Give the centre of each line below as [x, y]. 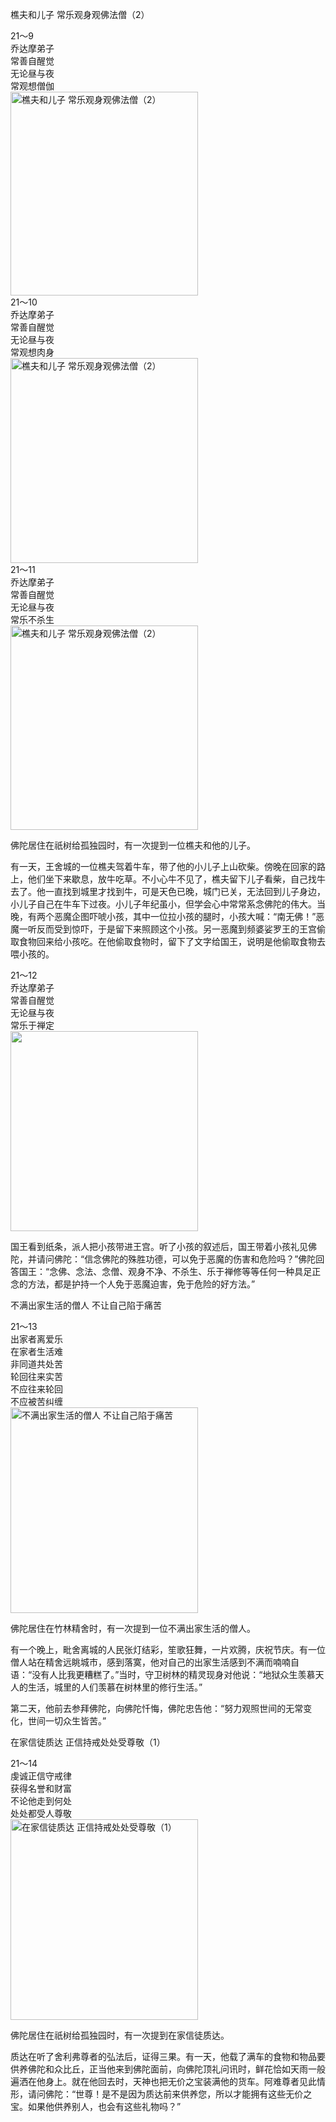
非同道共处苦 [36, 1364]
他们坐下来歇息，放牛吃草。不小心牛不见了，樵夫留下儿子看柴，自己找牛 [176, 879]
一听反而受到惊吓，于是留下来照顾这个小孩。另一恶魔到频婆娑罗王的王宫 [167, 929]
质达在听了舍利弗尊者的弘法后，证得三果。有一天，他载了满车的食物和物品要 [168, 2056]
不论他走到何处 [41, 1801]
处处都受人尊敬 [41, 1813]
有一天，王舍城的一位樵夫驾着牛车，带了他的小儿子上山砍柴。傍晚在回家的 [163, 866]
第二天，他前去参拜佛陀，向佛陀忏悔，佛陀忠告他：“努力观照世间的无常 [157, 1708]
